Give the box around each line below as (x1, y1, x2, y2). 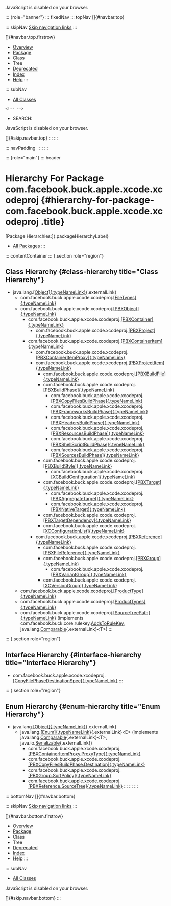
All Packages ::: (12, 243, 45, 249)
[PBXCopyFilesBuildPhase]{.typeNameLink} (51, 398, 143, 404)
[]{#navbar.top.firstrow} (5, 34, 55, 40)
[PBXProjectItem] (128, 360, 165, 366)
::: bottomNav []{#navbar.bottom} (5, 793, 76, 799)
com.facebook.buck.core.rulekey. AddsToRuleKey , (20, 620, 125, 626)
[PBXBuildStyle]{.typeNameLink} (43, 462, 112, 469)
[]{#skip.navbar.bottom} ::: (5, 895, 61, 901)
